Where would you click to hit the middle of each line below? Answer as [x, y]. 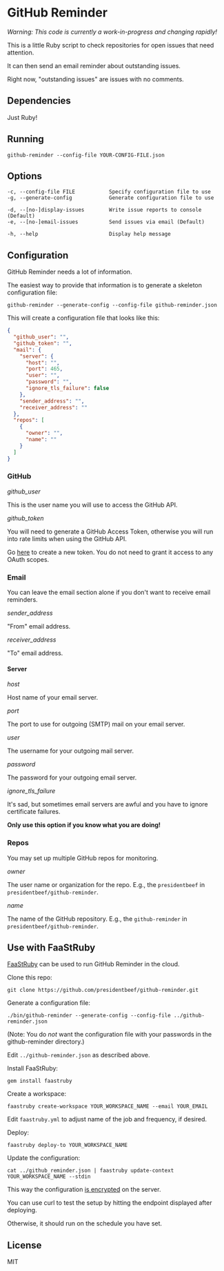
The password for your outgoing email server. [72, 777]
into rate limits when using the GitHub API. [67, 538]
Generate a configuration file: [49, 1003]
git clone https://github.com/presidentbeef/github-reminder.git [103, 990]
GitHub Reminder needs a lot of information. [70, 272]
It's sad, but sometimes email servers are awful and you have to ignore [108, 804]
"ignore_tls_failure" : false [67, 388]
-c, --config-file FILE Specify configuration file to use [109, 192]
